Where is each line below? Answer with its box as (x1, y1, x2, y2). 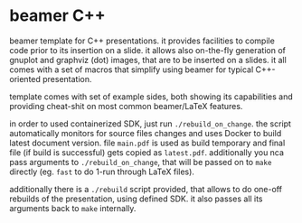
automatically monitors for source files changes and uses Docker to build (9, 127, 282, 138)
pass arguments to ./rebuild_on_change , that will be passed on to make (9, 156, 272, 167)
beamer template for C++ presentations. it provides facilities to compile (9, 35, 276, 46)
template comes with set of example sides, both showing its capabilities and (9, 91, 294, 102)
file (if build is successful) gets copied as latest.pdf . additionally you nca (9, 146, 285, 158)
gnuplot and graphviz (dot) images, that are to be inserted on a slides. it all (9, 54, 287, 65)
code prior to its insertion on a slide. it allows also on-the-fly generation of (9, 44, 287, 55)
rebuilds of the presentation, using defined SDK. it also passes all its (9, 193, 264, 204)
